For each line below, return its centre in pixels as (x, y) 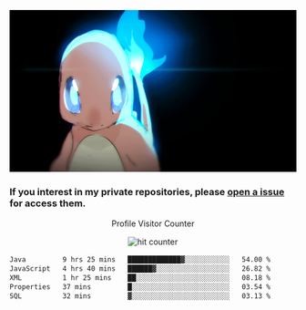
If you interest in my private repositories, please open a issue (147, 192)
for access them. (48, 203)
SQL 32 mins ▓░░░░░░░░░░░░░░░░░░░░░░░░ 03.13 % (140, 296)
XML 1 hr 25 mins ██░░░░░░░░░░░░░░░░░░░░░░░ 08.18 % (140, 278)
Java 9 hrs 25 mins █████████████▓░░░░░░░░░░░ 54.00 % (140, 260)
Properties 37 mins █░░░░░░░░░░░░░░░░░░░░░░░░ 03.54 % (140, 287)
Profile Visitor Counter (153, 223)
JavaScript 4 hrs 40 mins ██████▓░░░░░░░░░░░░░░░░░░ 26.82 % (140, 269)
